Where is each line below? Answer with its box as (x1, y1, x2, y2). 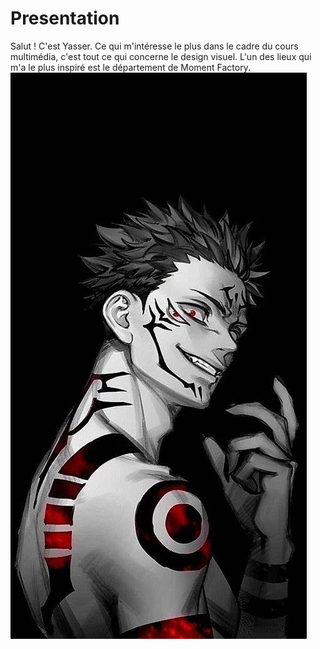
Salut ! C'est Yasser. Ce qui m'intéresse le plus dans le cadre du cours (10, 40, 299, 52)
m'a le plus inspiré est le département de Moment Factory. (10, 61, 251, 73)
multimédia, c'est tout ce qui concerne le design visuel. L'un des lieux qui (10, 50, 312, 62)
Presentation (10, 7, 120, 30)
